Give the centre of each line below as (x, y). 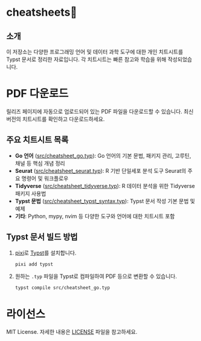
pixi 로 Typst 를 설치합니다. (46, 253)
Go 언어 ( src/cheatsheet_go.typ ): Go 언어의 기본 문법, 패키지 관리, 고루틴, (103, 155)
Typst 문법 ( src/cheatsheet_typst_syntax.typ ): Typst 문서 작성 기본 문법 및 (105, 201)
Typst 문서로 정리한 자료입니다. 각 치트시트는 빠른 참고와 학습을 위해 (86, 59)
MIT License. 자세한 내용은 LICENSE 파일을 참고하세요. (72, 332)
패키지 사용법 (30, 193)
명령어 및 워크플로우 (45, 178)
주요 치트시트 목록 (37, 140)
